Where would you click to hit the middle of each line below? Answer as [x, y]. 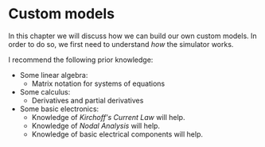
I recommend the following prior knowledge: [81, 60]
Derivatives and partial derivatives [88, 100]
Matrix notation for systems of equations [98, 83]
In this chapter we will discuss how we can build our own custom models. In [132, 36]
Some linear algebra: [54, 75]
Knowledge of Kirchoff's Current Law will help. [108, 117]
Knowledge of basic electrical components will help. [117, 134]
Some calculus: [45, 91]
